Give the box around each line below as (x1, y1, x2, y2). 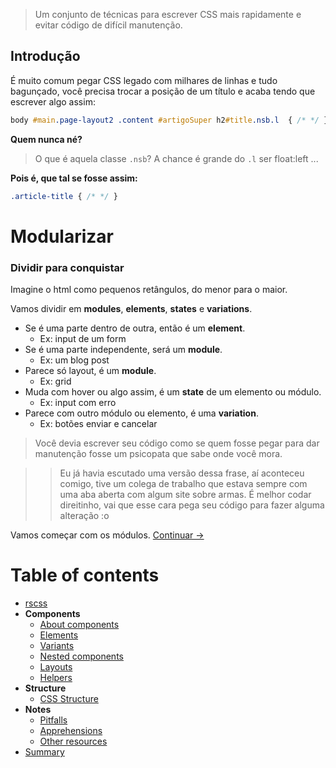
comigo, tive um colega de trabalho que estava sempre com (59, 478, 308, 490)
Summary (24, 745, 65, 758)
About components (39, 618, 120, 630)
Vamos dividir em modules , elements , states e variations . (10, 303, 253, 315)
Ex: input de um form (39, 333, 127, 345)
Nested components (39, 650, 124, 662)
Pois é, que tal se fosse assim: (10, 172, 138, 184)
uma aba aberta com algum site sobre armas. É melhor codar (59, 489, 312, 501)
